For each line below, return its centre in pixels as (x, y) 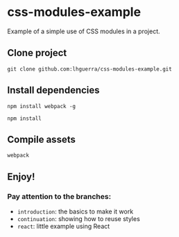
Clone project (37, 53)
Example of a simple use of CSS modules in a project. (84, 31)
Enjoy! (21, 176)
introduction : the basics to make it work (75, 211)
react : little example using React (63, 227)
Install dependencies (53, 90)
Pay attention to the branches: (59, 196)
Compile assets (42, 139)
